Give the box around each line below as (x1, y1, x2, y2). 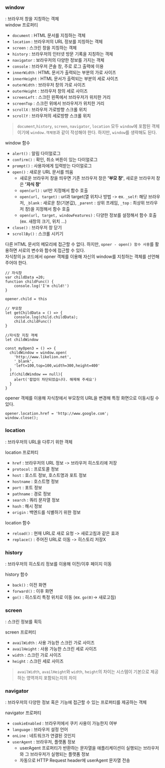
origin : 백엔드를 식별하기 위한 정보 (12, 509, 81, 515)
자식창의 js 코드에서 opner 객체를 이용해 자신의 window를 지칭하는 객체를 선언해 (5, 254, 160, 259)
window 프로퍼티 (5, 22, 38, 28)
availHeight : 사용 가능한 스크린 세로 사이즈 (12, 646, 97, 652)
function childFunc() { (5, 279, 54, 284)
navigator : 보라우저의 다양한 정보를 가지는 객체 (12, 57, 104, 63)
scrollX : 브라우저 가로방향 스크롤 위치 (12, 107, 87, 113)
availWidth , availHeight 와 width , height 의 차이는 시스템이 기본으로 (17, 669, 150, 675)
